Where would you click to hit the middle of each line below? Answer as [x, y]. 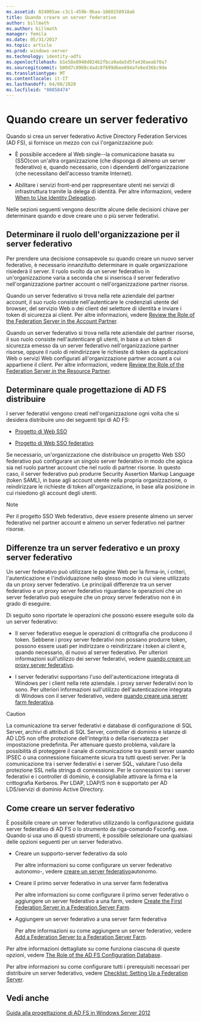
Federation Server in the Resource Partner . [59, 371]
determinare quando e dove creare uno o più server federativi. [83, 215]
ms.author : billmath [32, 29]
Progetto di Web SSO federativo [54, 443]
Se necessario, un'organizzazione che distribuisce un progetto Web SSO [96, 455]
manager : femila [26, 34]
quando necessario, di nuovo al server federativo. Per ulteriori [91, 652]
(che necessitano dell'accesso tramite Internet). [74, 173]
